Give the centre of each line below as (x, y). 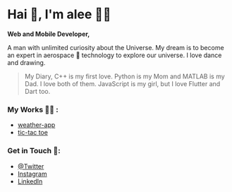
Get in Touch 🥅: (34, 151)
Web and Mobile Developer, (49, 34)
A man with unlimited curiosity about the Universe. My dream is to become (116, 47)
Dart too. (37, 91)
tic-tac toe (32, 133)
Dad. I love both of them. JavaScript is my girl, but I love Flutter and (122, 83)
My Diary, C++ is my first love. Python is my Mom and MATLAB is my (125, 76)
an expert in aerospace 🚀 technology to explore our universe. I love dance (115, 55)
